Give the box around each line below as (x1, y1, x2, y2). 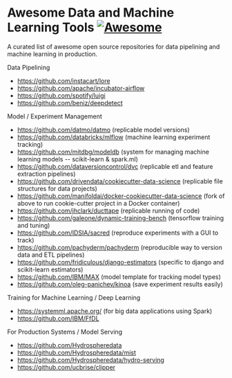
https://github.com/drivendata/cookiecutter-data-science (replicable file (17, 177, 223, 185)
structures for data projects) (17, 184, 98, 192)
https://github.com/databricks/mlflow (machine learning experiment (17, 133, 211, 141)
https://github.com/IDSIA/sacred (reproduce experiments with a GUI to (17, 228, 219, 237)
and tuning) (17, 221, 50, 229)
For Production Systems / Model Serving (7, 327, 123, 336)
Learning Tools (7, 19, 95, 35)
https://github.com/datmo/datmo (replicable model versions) (17, 125, 190, 134)
